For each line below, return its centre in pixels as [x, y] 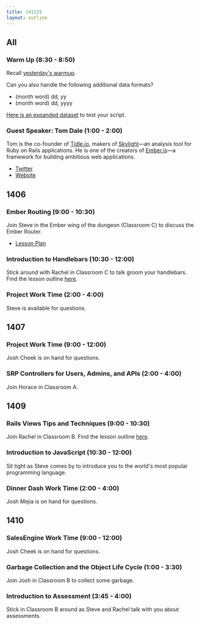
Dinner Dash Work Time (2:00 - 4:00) [63, 488]
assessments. [24, 616]
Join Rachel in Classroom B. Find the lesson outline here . [78, 437]
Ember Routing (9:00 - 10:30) [51, 212]
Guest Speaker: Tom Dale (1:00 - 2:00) [65, 131]
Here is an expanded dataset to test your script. [66, 115]
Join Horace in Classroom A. [42, 387]
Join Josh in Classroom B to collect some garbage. [70, 581]
